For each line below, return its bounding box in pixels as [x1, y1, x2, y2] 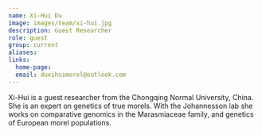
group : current [8, 41, 59, 49]
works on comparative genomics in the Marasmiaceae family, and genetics [8, 109, 254, 119]
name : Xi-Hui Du [8, 11, 62, 20]
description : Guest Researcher [8, 26, 112, 34]
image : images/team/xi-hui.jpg [8, 19, 112, 27]
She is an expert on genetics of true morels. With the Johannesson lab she [8, 101, 253, 110]
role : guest [8, 33, 48, 42]
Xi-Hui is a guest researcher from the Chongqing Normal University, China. [8, 92, 254, 102]
